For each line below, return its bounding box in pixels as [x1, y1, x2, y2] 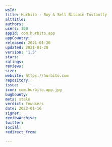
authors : [5, 21, 24, 27]
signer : [5, 111, 22, 116]
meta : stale [5, 96, 30, 102]
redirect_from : [5, 129, 37, 134]
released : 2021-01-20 [5, 40, 51, 45]
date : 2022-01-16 [5, 106, 42, 111]
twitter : [5, 120, 24, 125]
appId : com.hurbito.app [5, 31, 55, 36]
